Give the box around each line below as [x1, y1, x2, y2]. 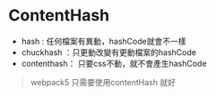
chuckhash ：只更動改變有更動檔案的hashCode [21, 46, 196, 58]
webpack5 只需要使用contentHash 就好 [30, 76, 177, 87]
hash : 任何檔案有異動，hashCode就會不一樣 [21, 36, 186, 46]
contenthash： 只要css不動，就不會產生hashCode [21, 58, 207, 68]
